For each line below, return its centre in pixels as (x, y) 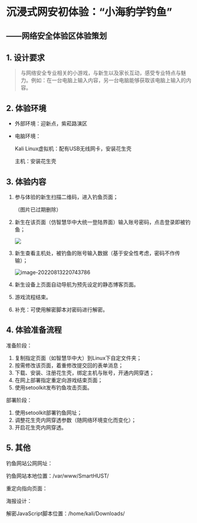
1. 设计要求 (26, 58)
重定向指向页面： (27, 488)
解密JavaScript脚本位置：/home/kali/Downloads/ (65, 513)
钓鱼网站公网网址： (29, 463)
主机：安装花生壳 (35, 161)
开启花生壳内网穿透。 (40, 427)
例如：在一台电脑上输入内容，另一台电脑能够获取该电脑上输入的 (109, 80)
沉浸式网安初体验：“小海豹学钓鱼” (89, 12)
